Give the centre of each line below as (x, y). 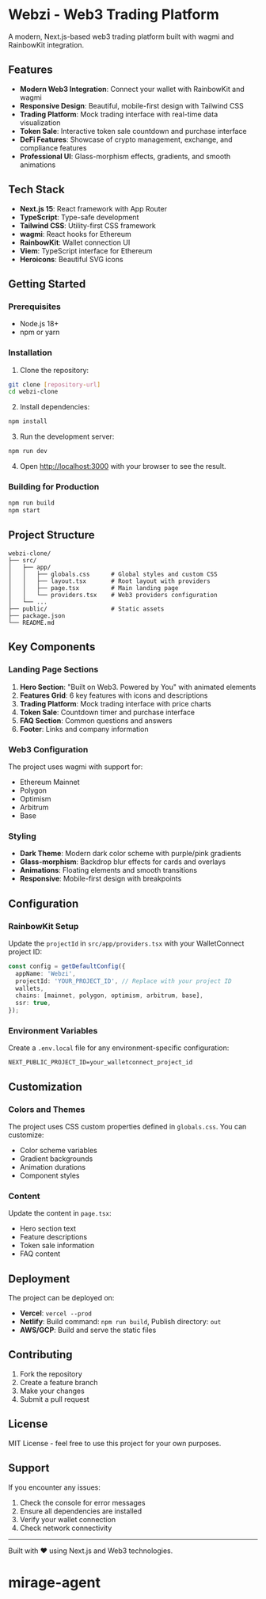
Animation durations (52, 1167)
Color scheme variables (58, 1150)
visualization (40, 122)
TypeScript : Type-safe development (79, 217)
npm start (25, 511)
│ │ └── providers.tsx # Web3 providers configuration (113, 595)
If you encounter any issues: (55, 1487)
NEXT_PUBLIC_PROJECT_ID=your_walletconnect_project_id (101, 1063)
